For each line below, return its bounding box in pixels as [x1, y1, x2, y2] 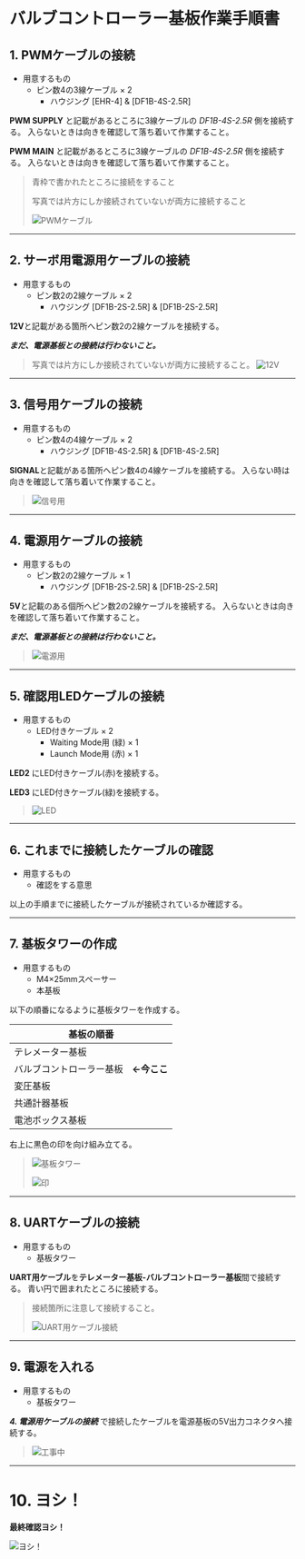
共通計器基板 [14, 1097, 70, 1109]
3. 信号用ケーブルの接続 [9, 397, 143, 412]
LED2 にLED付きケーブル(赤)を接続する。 [9, 768, 164, 779]
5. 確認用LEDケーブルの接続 [9, 688, 165, 704]
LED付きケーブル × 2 [35, 726, 113, 737]
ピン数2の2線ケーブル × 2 [35, 290, 133, 301]
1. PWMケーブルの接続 [9, 47, 136, 63]
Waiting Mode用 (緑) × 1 [49, 737, 139, 748]
